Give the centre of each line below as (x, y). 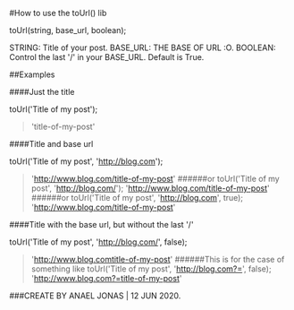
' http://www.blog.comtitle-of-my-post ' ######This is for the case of (158, 259)
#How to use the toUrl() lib (58, 13)
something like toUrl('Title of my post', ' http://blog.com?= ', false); (151, 269)
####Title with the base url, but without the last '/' (101, 224)
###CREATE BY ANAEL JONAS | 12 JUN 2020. (95, 296)
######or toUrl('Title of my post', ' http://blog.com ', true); (137, 198)
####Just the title (42, 92)
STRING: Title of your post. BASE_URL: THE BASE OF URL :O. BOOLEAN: (143, 47)
